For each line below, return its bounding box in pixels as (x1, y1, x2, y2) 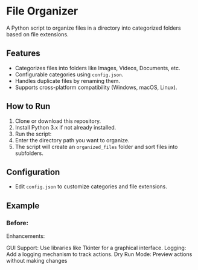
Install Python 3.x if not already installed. (14, 123, 117, 131)
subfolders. (14, 150, 44, 157)
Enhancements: (6, 232, 45, 240)
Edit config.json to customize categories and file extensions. (14, 183, 168, 190)
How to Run (6, 101, 51, 111)
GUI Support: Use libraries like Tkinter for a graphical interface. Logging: (6, 244, 187, 252)
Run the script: (14, 130, 52, 137)
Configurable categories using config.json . (14, 71, 124, 78)
